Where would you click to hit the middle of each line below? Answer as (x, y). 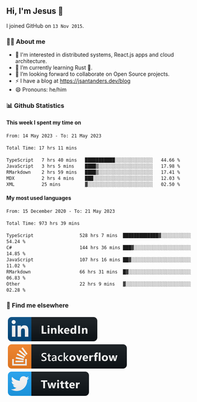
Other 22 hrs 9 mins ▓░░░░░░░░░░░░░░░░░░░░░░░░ (98, 284)
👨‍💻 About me (26, 41)
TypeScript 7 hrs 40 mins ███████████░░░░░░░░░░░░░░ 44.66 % (93, 160)
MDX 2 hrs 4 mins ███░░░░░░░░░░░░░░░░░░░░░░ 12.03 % (93, 179)
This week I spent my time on (44, 122)
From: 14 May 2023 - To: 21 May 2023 (54, 136)
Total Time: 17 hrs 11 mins (42, 148)
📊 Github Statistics (35, 106)
